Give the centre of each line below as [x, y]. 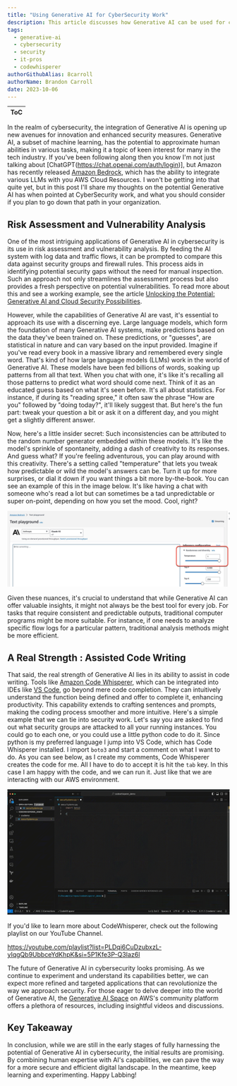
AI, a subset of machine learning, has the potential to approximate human [114, 142]
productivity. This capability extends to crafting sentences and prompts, [112, 704]
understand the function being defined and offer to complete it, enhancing [115, 697]
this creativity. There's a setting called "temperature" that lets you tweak [113, 464]
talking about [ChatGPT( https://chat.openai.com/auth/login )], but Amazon [115, 165]
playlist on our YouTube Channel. [55, 933]
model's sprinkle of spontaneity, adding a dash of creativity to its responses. [119, 449]
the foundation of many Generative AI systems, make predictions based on [116, 330]
